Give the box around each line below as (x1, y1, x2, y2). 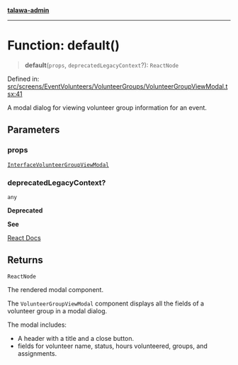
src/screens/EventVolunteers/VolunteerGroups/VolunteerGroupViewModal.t (7, 82, 228, 91)
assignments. (17, 349, 57, 357)
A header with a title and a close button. (17, 334, 135, 342)
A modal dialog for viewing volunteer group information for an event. (7, 103, 208, 112)
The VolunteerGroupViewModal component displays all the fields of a (7, 299, 204, 308)
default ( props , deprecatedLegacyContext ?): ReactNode (24, 60, 179, 69)
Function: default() (7, 38, 120, 54)
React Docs (7, 233, 41, 242)
